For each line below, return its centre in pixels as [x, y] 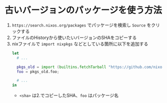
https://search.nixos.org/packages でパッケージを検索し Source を [81, 25]
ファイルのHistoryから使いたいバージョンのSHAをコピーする [74, 37]
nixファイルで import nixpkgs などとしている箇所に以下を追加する [80, 43]
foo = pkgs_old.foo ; [38, 71]
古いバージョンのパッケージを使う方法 [83, 10]
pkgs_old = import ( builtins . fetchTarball [61, 67]
